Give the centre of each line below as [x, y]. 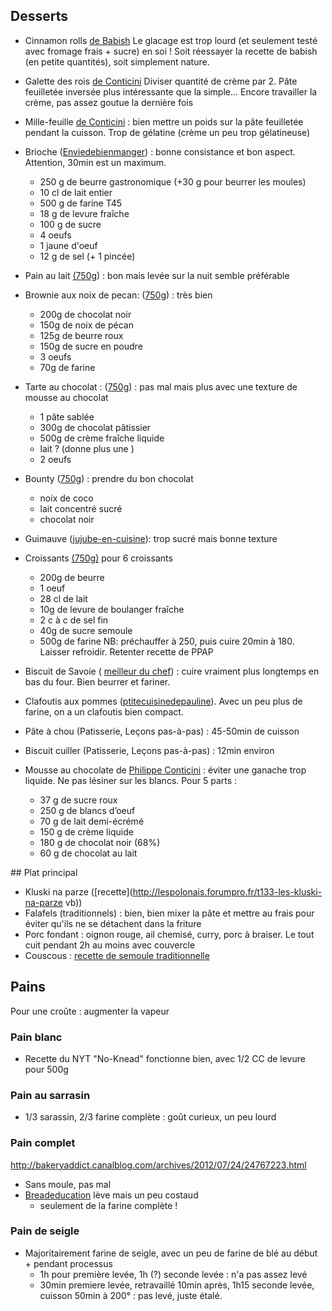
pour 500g [46, 1069]
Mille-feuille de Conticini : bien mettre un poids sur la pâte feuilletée [164, 121]
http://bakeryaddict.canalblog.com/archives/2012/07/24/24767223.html [158, 1165]
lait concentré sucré [81, 508]
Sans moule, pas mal [68, 1184]
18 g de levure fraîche [84, 213]
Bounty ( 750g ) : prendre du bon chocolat [109, 478]
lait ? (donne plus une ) [87, 448]
